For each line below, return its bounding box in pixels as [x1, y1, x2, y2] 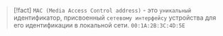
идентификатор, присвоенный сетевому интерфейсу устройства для [13, 13, 217, 22]
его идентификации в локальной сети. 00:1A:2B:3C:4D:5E [13, 21, 185, 29]
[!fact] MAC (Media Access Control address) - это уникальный [13, 6, 192, 14]
